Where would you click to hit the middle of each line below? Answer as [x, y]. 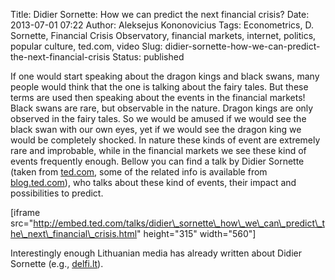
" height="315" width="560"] [196, 233]
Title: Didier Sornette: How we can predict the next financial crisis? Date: [160, 14]
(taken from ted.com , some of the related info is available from [139, 172]
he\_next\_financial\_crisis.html [74, 233]
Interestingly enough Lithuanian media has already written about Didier [156, 253]
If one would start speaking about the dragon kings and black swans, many [165, 76]
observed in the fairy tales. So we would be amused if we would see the [158, 118]
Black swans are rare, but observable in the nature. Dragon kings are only [162, 108]
